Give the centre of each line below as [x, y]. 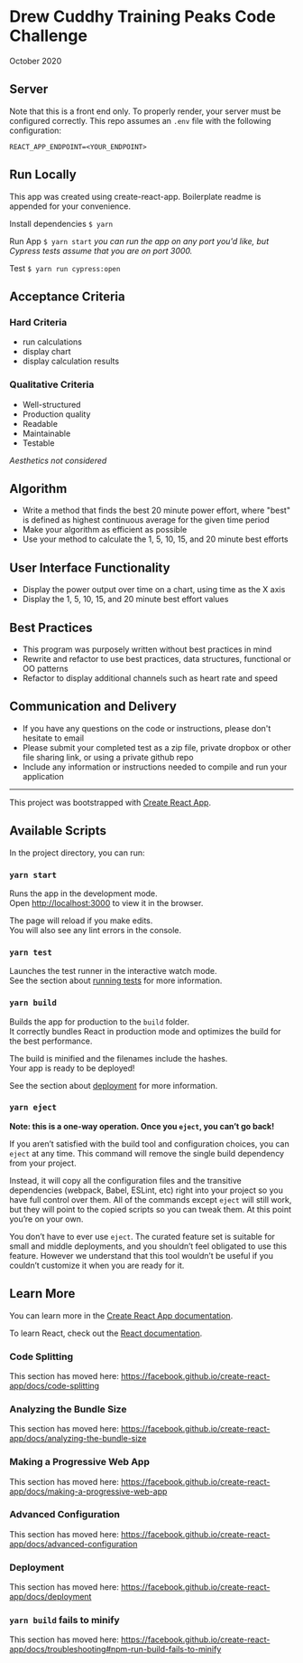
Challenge [49, 36]
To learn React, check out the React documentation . [106, 1333]
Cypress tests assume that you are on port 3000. [101, 250]
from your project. [43, 1163]
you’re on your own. [46, 1219]
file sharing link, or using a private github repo [108, 757]
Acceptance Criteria [67, 296]
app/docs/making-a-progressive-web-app [88, 1491]
